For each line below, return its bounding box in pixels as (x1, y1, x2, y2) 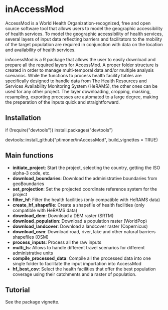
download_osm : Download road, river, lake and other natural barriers (12, 228, 156, 234)
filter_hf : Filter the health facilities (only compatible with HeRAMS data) (12, 197, 160, 203)
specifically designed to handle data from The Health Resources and (5, 78, 147, 84)
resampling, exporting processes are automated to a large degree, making (5, 94, 158, 100)
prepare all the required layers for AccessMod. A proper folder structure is (5, 62, 159, 68)
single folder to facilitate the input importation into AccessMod (12, 260, 142, 266)
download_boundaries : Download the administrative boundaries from (12, 175, 157, 181)
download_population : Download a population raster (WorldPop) (12, 218, 147, 224)
